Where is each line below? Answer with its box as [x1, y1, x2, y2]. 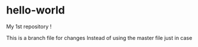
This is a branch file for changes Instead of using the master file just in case [6, 34, 193, 41]
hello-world [6, 4, 66, 17]
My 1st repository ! [6, 23, 52, 30]
